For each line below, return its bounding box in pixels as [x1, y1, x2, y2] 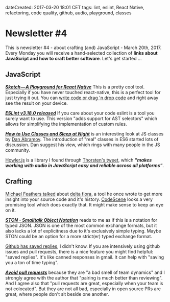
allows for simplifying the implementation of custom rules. [5, 121, 127, 127]
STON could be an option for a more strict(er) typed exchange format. [5, 233, 152, 239]
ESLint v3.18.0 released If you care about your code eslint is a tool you [5, 110, 155, 116]
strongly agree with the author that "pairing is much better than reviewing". [5, 274, 163, 281]
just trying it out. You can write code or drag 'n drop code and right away [5, 95, 159, 101]
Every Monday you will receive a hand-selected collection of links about [5, 50, 158, 56]
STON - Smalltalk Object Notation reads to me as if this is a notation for [5, 217, 158, 223]
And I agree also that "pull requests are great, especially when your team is [5, 280, 163, 286]
